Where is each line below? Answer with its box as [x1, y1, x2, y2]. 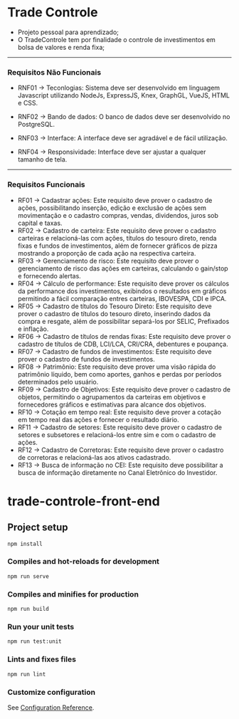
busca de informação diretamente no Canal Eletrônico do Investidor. [17, 468, 218, 477]
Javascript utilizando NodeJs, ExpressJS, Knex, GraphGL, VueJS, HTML [17, 91, 230, 100]
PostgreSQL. [17, 120, 55, 129]
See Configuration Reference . [7, 703, 95, 712]
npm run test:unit [7, 638, 62, 645]
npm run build [7, 606, 50, 613]
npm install [7, 540, 43, 547]
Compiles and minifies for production [7, 589, 139, 599]
